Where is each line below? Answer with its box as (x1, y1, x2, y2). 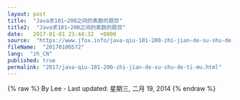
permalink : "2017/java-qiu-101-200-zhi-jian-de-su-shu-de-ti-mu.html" (7, 64, 222, 71)
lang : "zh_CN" (7, 51, 53, 58)
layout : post (7, 10, 46, 18)
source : (7, 37, 31, 44)
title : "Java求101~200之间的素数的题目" (7, 17, 123, 24)
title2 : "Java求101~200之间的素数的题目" (7, 24, 126, 31)
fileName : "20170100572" (7, 44, 84, 51)
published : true (7, 57, 56, 64)
